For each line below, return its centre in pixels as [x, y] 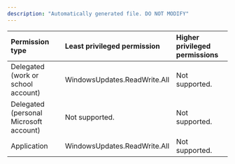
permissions [197, 54]
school [22, 84]
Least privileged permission [113, 46]
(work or [25, 75]
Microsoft [27, 121]
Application [29, 146]
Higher [187, 37]
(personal [27, 112]
